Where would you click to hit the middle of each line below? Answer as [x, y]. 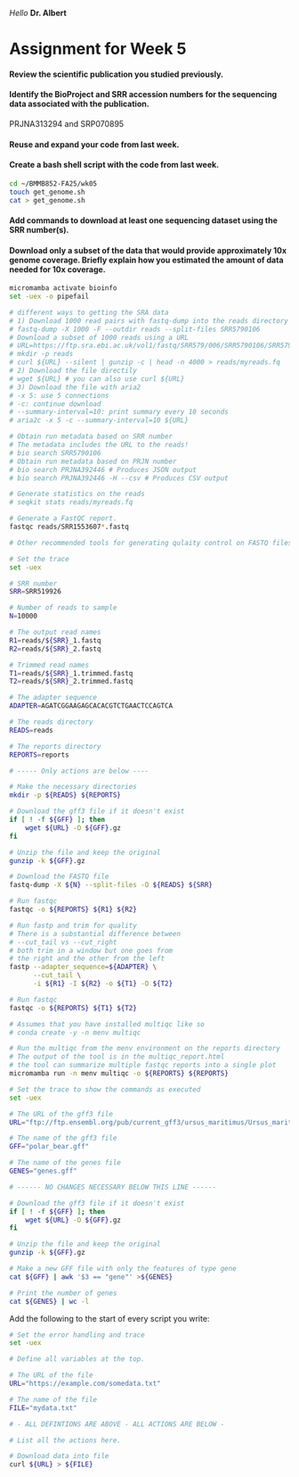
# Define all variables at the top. [77, 1359]
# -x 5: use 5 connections [59, 395]
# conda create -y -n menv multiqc [75, 1033]
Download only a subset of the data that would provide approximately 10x [148, 250]
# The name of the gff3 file [63, 1138]
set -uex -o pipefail [49, 297]
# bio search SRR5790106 [55, 453]
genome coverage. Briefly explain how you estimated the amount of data [146, 260]
